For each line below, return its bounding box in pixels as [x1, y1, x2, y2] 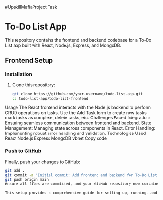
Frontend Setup [5, 56, 53, 65]
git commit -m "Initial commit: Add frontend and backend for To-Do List [5, 172, 158, 178]
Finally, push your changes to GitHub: [5, 159, 80, 165]
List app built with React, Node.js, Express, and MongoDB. [5, 42, 121, 48]
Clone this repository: [12, 82, 55, 88]
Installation [5, 71, 33, 78]
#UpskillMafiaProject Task [5, 4, 57, 10]
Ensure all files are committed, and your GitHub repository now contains [5, 182, 160, 186]
